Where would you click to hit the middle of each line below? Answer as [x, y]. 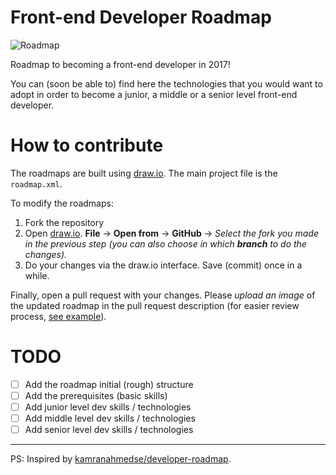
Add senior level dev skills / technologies [109, 430]
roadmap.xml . [36, 183]
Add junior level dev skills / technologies [108, 407]
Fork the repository [64, 222]
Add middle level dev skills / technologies [110, 418]
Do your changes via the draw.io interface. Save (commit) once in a [163, 265]
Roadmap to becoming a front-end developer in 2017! [120, 64]
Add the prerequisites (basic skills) [96, 395]
